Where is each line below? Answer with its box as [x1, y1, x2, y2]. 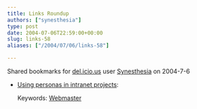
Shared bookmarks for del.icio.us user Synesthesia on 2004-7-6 [7, 67, 191, 75]
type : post [7, 23, 39, 30]
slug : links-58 [7, 36, 51, 43]
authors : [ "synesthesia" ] [7, 17, 81, 23]
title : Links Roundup [7, 10, 70, 17]
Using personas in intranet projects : [17, 81, 119, 88]
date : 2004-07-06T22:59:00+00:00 [7, 29, 103, 37]
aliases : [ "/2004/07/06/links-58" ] [7, 42, 110, 49]
